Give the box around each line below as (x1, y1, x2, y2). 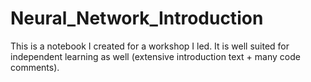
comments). (10, 61, 60, 73)
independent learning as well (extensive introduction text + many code (10, 50, 301, 62)
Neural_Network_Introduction (10, 7, 264, 30)
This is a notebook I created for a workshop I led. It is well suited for (10, 40, 290, 52)
